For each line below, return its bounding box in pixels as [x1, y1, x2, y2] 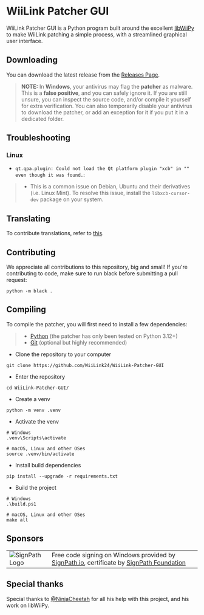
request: [6, 277, 27, 284]
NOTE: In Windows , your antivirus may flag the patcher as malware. [21, 83, 193, 90]
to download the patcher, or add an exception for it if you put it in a [21, 108, 188, 116]
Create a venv [15, 395, 50, 402]
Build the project [15, 484, 56, 491]
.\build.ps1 [6, 501, 36, 507]
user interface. [6, 37, 43, 44]
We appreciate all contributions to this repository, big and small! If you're [6, 263, 188, 271]
